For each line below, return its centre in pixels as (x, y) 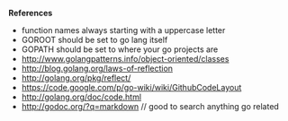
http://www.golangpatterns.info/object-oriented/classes (125, 59)
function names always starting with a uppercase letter (123, 30)
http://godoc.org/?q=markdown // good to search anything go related (150, 106)
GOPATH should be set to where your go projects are (120, 49)
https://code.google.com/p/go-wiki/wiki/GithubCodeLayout (131, 87)
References (31, 13)
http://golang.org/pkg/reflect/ (76, 78)
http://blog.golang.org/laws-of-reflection (97, 68)
